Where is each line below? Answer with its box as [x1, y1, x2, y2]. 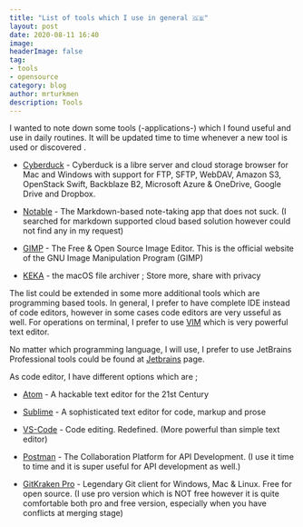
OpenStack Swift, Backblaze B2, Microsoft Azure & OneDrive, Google [22, 179, 281, 190]
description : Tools [9, 97, 83, 107]
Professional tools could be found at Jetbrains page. [9, 353, 205, 364]
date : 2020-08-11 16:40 [9, 30, 100, 39]
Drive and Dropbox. [22, 188, 96, 200]
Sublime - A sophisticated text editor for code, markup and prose [22, 406, 266, 418]
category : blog [9, 81, 67, 90]
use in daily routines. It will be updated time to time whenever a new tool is [9, 133, 288, 144]
